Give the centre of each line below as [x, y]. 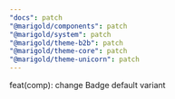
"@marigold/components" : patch [68, 26]
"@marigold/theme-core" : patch [68, 51]
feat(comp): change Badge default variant [87, 85]
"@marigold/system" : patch [60, 34]
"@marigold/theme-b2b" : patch [67, 43]
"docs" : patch [36, 18]
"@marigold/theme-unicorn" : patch [75, 59]
